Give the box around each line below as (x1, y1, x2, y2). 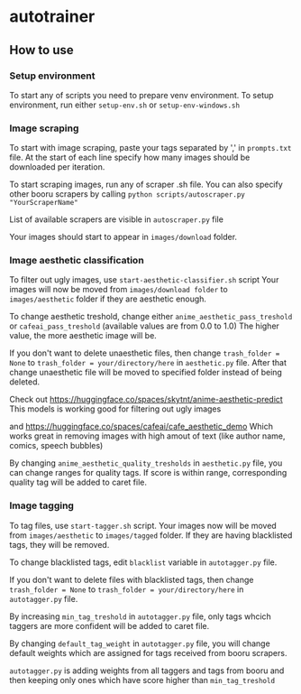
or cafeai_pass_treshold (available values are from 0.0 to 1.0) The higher (9, 320, 279, 331)
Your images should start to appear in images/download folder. (9, 232, 237, 243)
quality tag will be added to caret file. (9, 477, 147, 488)
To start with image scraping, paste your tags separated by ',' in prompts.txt (9, 143, 292, 153)
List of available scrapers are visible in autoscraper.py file (9, 214, 223, 225)
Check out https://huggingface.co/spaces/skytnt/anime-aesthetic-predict (9, 394, 284, 405)
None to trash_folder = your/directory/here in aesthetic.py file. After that (9, 357, 287, 368)
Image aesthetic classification (9, 254, 144, 267)
